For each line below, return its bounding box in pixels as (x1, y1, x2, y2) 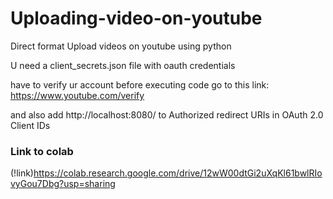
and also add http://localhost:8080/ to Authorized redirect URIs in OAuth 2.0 (10, 108, 324, 121)
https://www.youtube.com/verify (10, 89, 145, 101)
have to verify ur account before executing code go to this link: (10, 78, 270, 91)
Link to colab (10, 144, 74, 158)
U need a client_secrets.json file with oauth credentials (10, 59, 236, 71)
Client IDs (10, 119, 51, 131)
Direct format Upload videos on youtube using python (10, 40, 232, 52)
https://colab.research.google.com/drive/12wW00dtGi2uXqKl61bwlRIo (33, 167, 323, 179)
